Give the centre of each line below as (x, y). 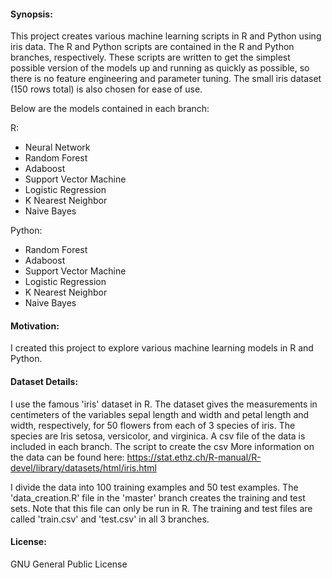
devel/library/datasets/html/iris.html (83, 467)
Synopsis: (31, 14)
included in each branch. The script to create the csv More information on (162, 446)
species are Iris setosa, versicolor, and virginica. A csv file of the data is (158, 436)
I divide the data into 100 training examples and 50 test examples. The (154, 487)
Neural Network (57, 147)
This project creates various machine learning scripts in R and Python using (166, 36)
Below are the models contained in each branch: (110, 109)
